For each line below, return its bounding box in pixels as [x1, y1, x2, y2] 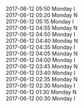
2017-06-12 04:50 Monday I [5, 31, 76, 38]
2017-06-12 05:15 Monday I [5, 18, 74, 25]
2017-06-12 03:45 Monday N [5, 63, 78, 70]
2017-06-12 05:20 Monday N [5, 11, 78, 19]
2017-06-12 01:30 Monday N [5, 89, 77, 95]
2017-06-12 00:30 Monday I [5, 95, 76, 102]
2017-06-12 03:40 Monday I [5, 69, 76, 76]
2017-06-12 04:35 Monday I [5, 43, 76, 51]
